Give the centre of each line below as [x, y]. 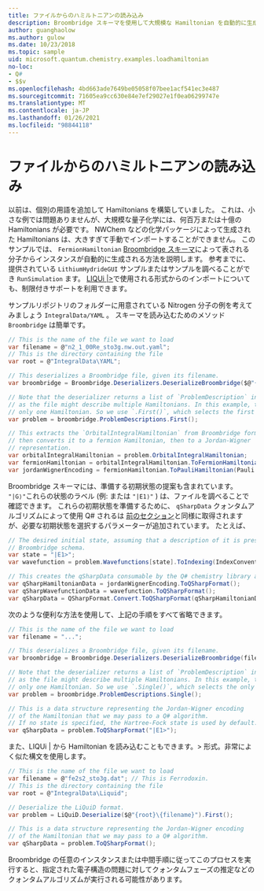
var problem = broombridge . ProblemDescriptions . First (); [103, 419]
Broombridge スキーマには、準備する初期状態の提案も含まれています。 [123, 486]
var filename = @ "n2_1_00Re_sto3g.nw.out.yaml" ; [89, 347]
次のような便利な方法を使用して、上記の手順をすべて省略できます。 [117, 614]
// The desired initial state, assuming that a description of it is [125, 540]
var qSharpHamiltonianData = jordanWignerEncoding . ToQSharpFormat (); [125, 584]
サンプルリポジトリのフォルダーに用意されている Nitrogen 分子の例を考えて [130, 305]
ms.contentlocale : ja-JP [49, 111]
